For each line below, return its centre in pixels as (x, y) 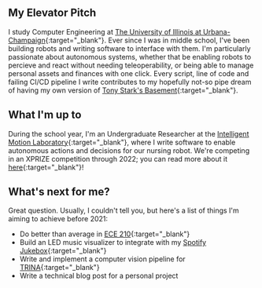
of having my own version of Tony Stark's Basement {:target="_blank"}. (123, 90)
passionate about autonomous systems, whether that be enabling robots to (130, 57)
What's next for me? (59, 192)
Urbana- (217, 31)
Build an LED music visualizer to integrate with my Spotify (113, 242)
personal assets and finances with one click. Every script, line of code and (129, 73)
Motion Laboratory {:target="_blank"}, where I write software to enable (122, 142)
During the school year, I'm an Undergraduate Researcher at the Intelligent (129, 133)
